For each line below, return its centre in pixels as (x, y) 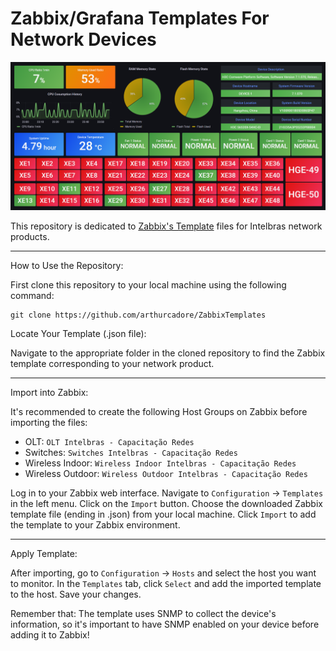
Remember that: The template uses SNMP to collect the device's (143, 614)
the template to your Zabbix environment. (95, 525)
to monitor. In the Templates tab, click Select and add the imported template (166, 584)
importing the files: (49, 423)
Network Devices (83, 39)
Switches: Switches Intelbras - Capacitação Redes (131, 453)
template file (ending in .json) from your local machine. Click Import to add (163, 514)
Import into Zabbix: (49, 393)
